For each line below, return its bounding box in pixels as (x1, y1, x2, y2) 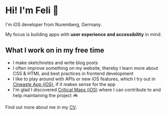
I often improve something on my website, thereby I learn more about (12, 65, 158, 71)
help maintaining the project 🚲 (12, 92, 78, 98)
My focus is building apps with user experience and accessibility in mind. (5, 31, 162, 37)
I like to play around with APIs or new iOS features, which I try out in (12, 76, 156, 82)
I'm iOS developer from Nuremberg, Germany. (5, 21, 102, 27)
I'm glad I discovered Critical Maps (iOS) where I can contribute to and (12, 87, 161, 93)
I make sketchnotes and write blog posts (12, 60, 98, 66)
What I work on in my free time (5, 46, 105, 55)
